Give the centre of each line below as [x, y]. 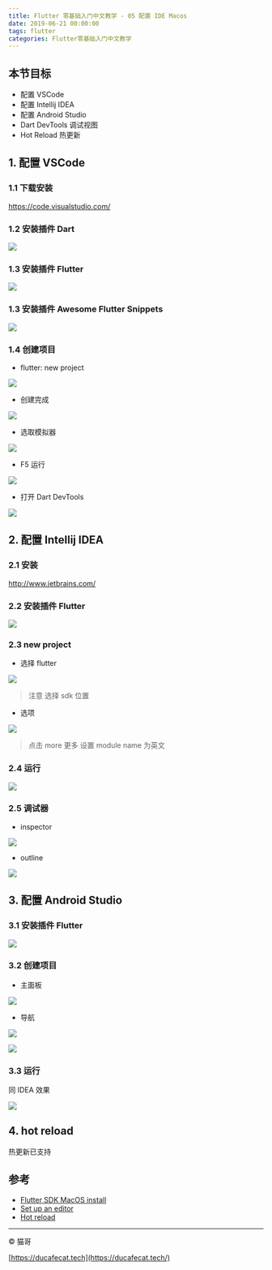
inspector [36, 826]
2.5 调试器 [28, 809]
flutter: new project [52, 367]
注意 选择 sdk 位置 [59, 696]
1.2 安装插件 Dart [42, 229]
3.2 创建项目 [33, 966]
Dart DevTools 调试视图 [59, 125]
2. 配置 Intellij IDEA [56, 540]
